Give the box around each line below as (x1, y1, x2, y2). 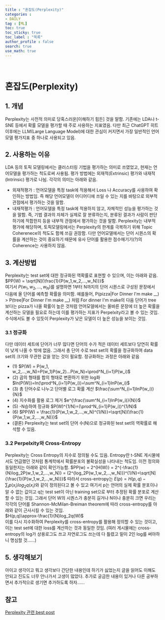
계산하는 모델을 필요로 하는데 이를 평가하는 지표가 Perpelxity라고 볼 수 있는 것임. (5, 309, 159, 315)
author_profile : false (5, 39, 54, 44)
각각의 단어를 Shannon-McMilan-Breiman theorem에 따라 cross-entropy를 (5, 501, 152, 507)
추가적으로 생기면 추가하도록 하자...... (14, 580, 85, 585)
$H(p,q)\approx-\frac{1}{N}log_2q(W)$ (5, 513, 84, 519)
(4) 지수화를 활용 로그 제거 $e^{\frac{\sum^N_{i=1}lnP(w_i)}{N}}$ (12, 398, 141, 403)
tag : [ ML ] (5, 21, 27, 26)
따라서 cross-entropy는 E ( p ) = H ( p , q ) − (67, 475, 146, 481)
